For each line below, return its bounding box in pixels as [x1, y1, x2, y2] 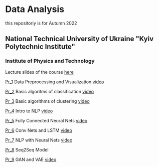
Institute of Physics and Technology [5, 58, 95, 65]
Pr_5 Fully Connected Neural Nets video [5, 117, 88, 123]
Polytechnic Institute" [5, 43, 75, 51]
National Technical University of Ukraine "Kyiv [5, 35, 154, 43]
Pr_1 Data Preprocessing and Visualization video [5, 79, 104, 85]
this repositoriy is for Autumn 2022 [5, 20, 77, 26]
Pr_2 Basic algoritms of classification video [5, 88, 94, 94]
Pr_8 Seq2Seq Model [5, 146, 49, 152]
